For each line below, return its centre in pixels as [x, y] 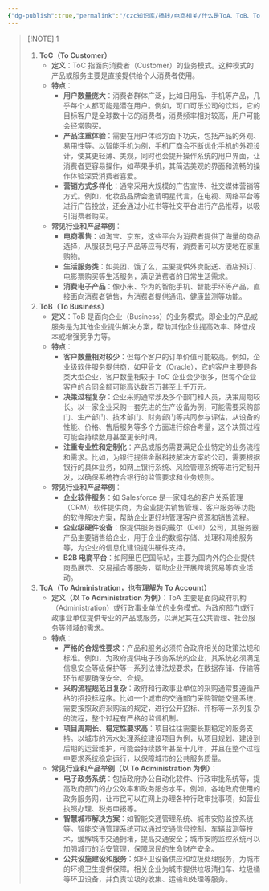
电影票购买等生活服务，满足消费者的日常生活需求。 [148, 276]
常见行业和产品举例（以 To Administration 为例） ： [134, 768]
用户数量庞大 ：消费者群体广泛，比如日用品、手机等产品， [158, 95]
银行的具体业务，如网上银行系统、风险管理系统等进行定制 [158, 467]
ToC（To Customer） [75, 55]
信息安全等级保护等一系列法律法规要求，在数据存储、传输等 [162, 668]
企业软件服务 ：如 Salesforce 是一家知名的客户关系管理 [153, 497]
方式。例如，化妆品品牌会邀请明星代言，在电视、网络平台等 [162, 196]
